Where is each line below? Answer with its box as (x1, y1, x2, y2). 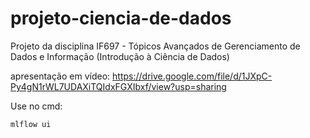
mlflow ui (10, 119, 52, 129)
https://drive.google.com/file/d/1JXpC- (112, 70, 273, 82)
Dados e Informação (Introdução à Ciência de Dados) (10, 50, 230, 62)
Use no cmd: (10, 100, 63, 112)
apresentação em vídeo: (10, 70, 111, 82)
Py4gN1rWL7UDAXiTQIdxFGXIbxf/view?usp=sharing (10, 80, 227, 92)
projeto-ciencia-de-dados (10, 7, 232, 30)
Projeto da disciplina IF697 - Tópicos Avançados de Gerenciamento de (10, 40, 301, 52)
